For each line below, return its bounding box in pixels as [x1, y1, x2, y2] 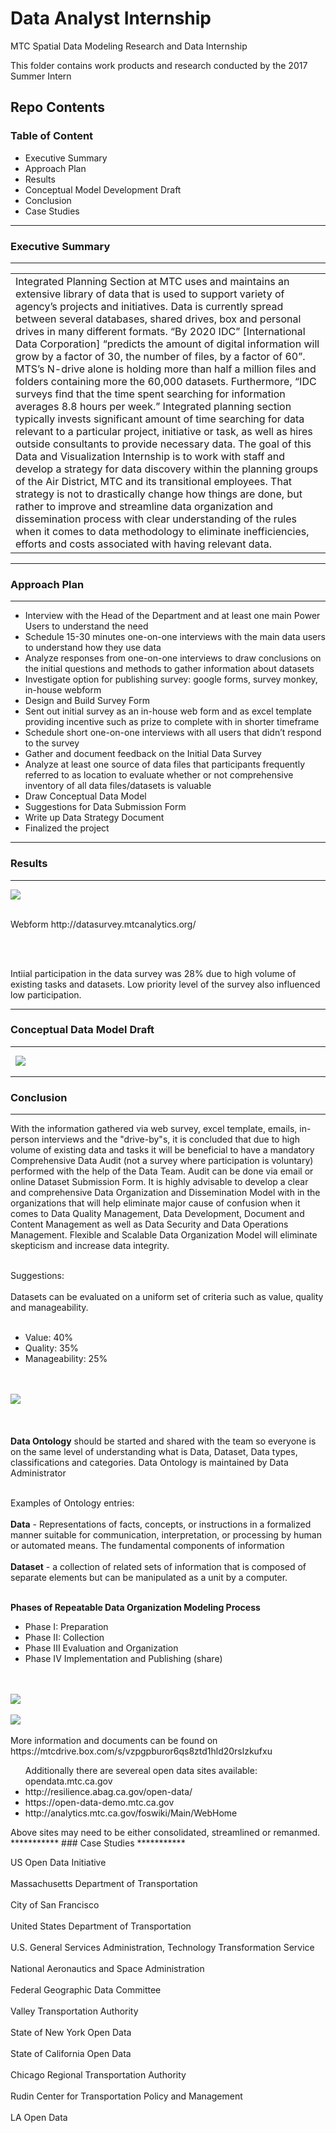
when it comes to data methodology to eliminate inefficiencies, [15, 524, 310, 538]
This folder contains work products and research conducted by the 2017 [10, 59, 308, 71]
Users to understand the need [24, 620, 149, 632]
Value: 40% [24, 1332, 74, 1344]
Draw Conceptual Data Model [24, 790, 147, 802]
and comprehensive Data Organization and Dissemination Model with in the [10, 1187, 321, 1199]
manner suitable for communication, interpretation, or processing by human [10, 1529, 322, 1541]
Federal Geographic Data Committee [10, 1984, 162, 1996]
